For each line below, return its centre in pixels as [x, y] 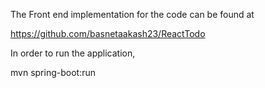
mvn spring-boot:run [53, 72]
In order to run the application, [73, 53]
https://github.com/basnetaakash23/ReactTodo [108, 33]
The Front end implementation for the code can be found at [132, 14]
